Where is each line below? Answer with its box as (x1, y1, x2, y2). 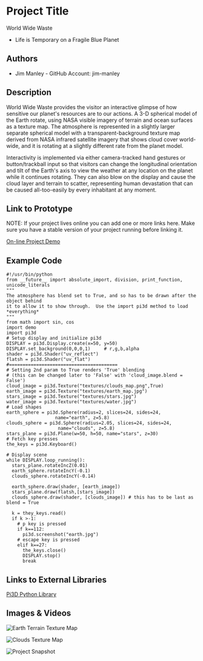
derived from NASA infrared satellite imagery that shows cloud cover (6, 135, 178, 143)
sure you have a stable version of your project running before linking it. (6, 226, 184, 233)
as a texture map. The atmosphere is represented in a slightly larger (6, 122, 176, 130)
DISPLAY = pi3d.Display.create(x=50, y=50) (6, 341, 118, 347)
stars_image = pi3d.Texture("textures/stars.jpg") (6, 394, 137, 400)
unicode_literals (6, 282, 50, 289)
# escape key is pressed (17, 537, 80, 543)
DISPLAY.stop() (22, 553, 61, 559)
